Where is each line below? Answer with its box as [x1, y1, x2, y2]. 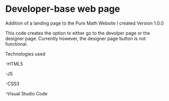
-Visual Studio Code [5, 90, 48, 96]
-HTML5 [5, 60, 23, 67]
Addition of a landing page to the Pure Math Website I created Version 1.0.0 [5, 20, 164, 26]
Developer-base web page [5, 3, 120, 15]
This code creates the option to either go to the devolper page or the [5, 30, 150, 36]
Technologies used [5, 51, 46, 57]
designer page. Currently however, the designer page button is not [5, 35, 146, 42]
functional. [5, 41, 28, 47]
